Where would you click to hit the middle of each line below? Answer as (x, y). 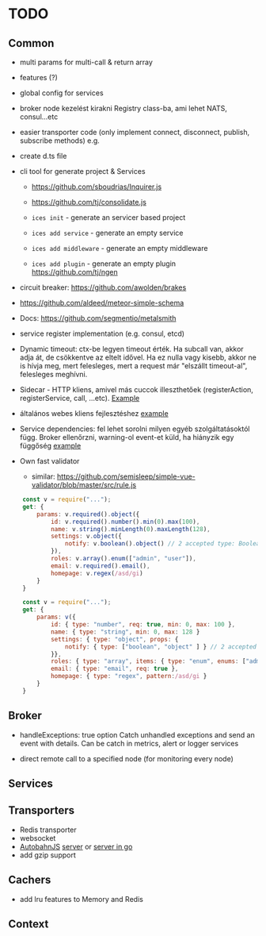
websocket (38, 838)
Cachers (30, 880)
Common (31, 43)
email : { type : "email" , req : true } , (114, 669)
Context (28, 924)
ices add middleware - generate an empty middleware (120, 248)
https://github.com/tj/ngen (74, 272)
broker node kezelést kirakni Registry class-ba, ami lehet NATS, (123, 108)
